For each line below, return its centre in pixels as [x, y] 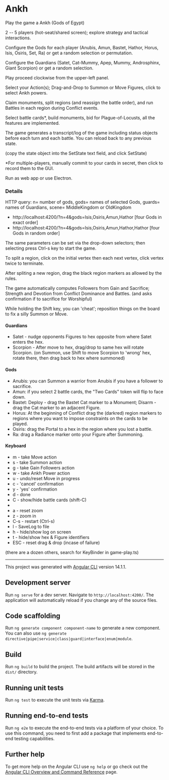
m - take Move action [34, 457]
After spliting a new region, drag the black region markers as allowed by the [83, 273]
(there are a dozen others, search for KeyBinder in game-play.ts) [72, 552]
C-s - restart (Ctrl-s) [34, 521]
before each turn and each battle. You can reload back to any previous [78, 138]
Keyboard [16, 446]
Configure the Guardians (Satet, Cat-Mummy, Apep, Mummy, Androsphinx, [83, 62]
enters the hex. [28, 342]
